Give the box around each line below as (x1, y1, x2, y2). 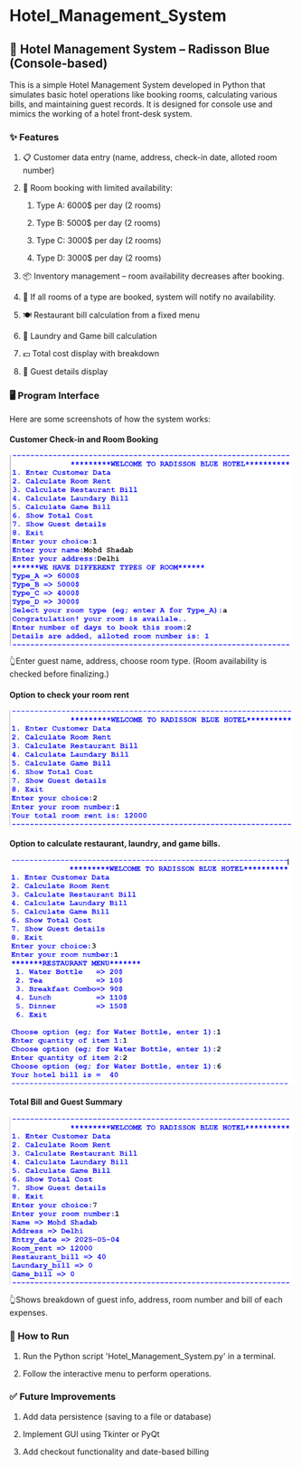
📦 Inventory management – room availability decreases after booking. (22, 270, 285, 281)
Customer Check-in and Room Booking (9, 434, 159, 445)
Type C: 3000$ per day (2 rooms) (35, 235, 162, 246)
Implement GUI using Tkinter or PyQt (22, 1428, 160, 1439)
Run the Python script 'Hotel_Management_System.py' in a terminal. (22, 1350, 277, 1361)
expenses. (9, 1308, 48, 1319)
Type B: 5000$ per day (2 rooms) (35, 218, 161, 229)
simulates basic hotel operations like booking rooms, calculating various (9, 90, 278, 99)
